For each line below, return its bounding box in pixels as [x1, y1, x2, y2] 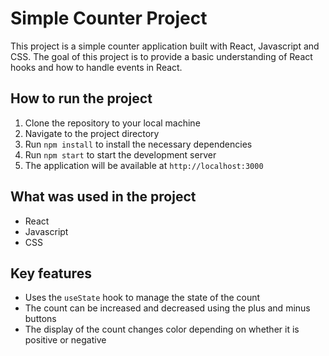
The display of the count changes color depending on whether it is [24, 323, 300, 336]
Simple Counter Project [10, 7, 208, 30]
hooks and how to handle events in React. [10, 61, 183, 73]
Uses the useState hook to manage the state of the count [24, 292, 261, 304]
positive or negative [24, 334, 107, 346]
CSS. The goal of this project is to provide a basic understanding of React [10, 50, 313, 62]
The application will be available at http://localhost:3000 [24, 159, 264, 171]
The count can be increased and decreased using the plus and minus [24, 302, 311, 314]
